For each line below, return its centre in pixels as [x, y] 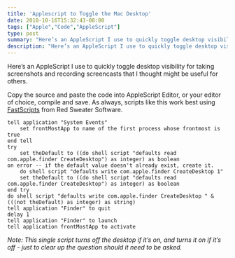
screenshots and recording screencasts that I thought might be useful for [113, 74]
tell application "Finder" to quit [59, 208]
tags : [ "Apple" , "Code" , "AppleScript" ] [64, 27]
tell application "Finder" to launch [62, 221]
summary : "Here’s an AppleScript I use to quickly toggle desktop [106, 40]
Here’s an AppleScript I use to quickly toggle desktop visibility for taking [111, 66]
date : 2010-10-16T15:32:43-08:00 [56, 20]
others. [17, 81]
